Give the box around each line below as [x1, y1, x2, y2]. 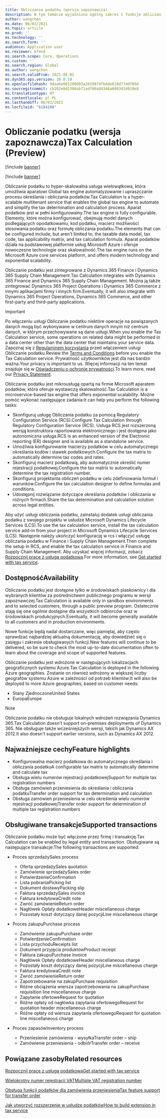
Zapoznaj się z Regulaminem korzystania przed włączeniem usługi [5, 345, 141, 351]
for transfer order [5, 1093, 41, 1099]
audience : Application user [5, 44, 64, 49]
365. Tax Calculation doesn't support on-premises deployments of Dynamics [5, 720, 162, 726]
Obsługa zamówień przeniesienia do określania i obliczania [12, 785, 133, 791]
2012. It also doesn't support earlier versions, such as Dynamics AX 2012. [5, 730, 155, 736]
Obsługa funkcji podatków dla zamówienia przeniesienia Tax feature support [5, 1087, 161, 1093]
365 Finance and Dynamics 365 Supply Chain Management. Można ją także [5, 277, 161, 283]
